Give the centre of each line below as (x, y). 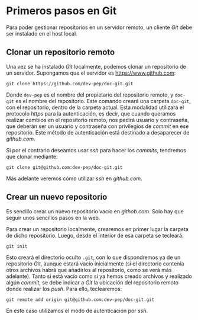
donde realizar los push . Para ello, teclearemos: (64, 289)
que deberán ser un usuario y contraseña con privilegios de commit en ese (98, 126)
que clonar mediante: (32, 156)
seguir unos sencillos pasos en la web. (53, 217)
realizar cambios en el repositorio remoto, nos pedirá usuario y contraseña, (98, 120)
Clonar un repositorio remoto (61, 52)
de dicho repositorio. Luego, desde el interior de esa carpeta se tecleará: (95, 235)
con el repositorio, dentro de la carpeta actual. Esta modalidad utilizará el (95, 107)
